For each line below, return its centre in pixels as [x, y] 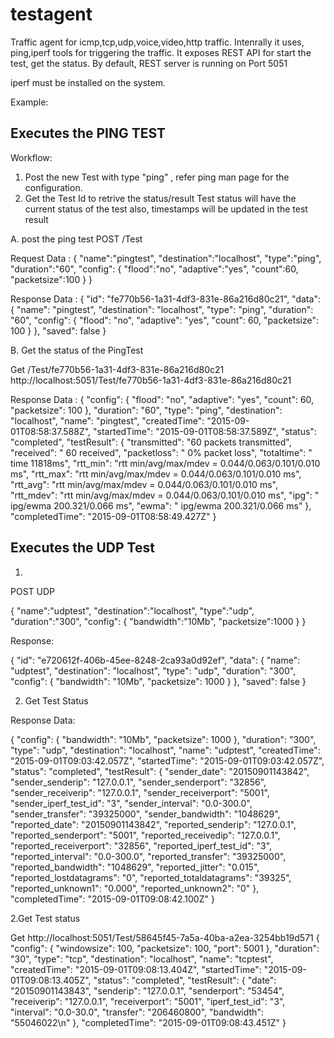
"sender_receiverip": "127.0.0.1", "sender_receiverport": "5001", [140, 792]
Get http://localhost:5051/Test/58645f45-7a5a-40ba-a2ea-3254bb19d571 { [165, 937]
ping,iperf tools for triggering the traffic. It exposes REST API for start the [161, 52]
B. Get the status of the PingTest [77, 350]
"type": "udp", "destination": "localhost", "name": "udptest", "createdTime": [165, 750]
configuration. [53, 187]
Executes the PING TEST [88, 133]
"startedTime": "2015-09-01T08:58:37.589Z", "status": [205, 431]
